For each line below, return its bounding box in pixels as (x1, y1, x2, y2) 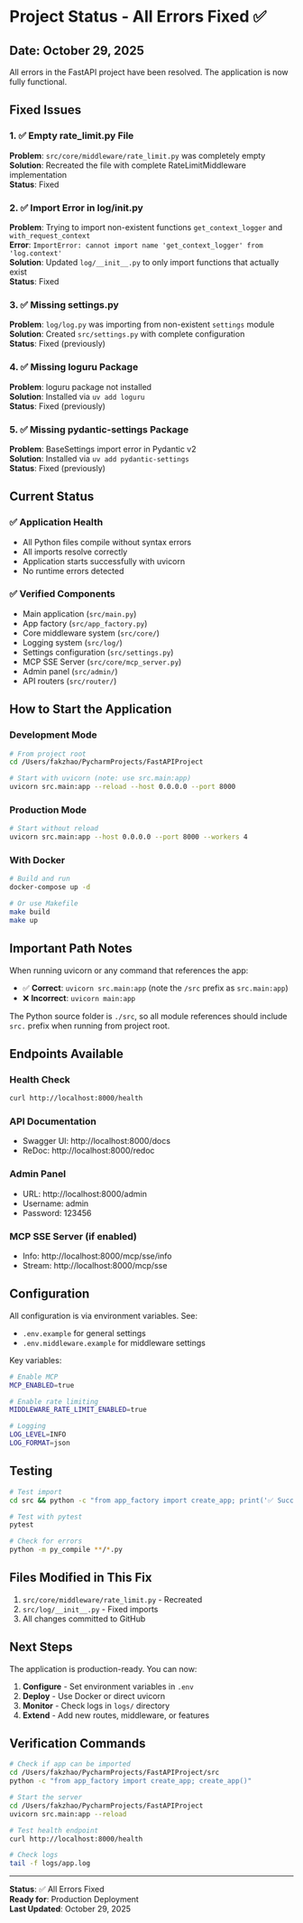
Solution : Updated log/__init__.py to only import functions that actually (9, 256, 280, 267)
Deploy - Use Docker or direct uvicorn (22, 1690, 166, 1701)
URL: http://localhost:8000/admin (22, 1188, 147, 1199)
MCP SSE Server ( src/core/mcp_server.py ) (22, 656, 182, 667)
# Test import (9, 1487, 63, 1496)
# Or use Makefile (9, 899, 78, 908)
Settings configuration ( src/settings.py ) (22, 646, 174, 657)
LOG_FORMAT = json (9, 1438, 70, 1448)
